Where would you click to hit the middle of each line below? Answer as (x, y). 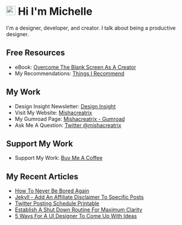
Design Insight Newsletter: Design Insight (65, 106)
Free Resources (36, 53)
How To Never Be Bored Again (52, 191)
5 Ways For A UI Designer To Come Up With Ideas (76, 216)
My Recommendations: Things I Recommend (69, 73)
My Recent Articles (42, 176)
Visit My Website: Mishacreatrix (53, 112)
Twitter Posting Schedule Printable (57, 204)
